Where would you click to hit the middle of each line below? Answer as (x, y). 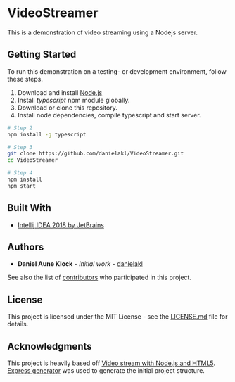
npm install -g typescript (47, 134)
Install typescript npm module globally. (74, 100)
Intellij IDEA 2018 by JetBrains (61, 225)
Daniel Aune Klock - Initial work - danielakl (80, 264)
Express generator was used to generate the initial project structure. (106, 370)
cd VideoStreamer (33, 160)
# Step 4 (20, 173)
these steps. (25, 79)
